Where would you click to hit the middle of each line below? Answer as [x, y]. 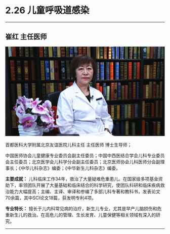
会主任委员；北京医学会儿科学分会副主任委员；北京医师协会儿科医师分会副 [83, 162]
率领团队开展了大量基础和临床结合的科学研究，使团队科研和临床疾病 [89, 185]
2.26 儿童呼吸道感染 [47, 10]
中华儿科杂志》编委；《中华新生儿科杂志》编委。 [70, 168]
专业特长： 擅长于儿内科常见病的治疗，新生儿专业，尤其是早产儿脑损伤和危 [83, 208]
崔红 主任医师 [26, 37]
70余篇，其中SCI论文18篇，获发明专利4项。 [51, 198]
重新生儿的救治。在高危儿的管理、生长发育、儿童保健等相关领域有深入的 [80, 215]
